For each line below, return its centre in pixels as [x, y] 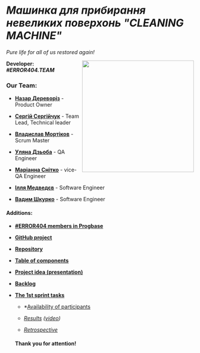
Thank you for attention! [45, 343]
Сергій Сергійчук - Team [47, 116]
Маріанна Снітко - [39, 170]
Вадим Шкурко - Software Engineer [60, 199]
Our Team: [22, 85]
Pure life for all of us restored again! [51, 52]
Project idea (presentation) [49, 272]
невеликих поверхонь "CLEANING [95, 23]
